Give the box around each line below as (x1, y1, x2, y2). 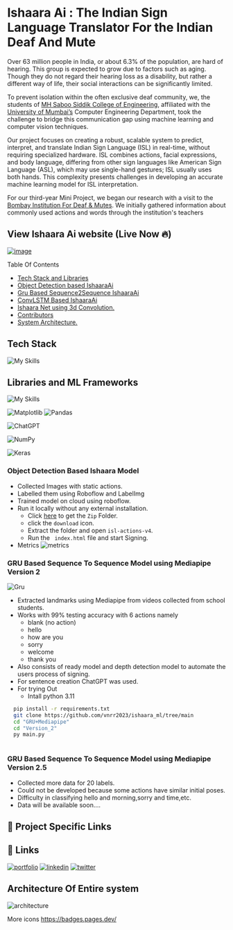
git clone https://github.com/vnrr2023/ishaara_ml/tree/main (13, 711, 194, 719)
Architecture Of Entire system (7, 883, 139, 895)
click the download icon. (27, 518, 95, 527)
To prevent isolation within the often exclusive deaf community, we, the (7, 92, 210, 101)
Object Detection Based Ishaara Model (7, 466, 139, 476)
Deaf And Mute (7, 35, 96, 50)
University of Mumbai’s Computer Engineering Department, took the (7, 108, 202, 116)
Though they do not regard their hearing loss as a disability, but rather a (7, 71, 213, 81)
